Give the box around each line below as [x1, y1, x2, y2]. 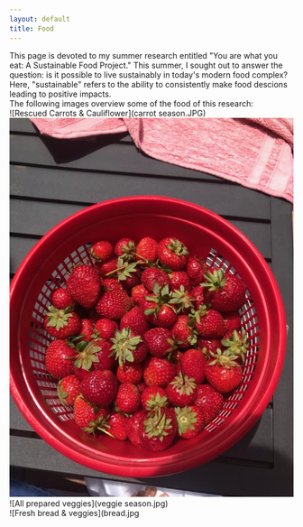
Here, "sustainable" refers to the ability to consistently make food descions [9, 79, 289, 89]
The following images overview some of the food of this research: [9, 97, 254, 108]
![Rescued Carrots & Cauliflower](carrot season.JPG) [9, 107, 207, 118]
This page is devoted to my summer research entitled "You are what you [9, 50, 278, 60]
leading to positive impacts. [9, 88, 112, 99]
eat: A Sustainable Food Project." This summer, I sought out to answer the [9, 60, 283, 70]
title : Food [9, 23, 54, 33]
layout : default [9, 14, 70, 23]
